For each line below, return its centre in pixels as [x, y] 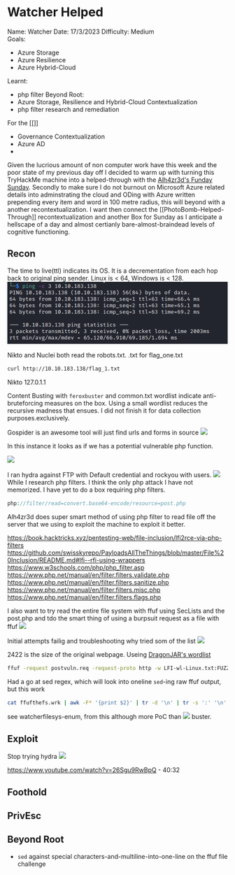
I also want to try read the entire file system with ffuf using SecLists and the [116, 611]
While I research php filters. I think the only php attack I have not [100, 482]
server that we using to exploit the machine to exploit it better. [96, 524]
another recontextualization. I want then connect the [83, 209]
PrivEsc [24, 816]
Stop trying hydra [32, 757]
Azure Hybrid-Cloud [47, 67]
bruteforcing [25, 403]
